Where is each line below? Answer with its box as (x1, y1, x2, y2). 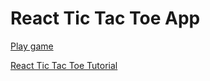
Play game (10, 40, 54, 52)
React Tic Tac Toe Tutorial (10, 59, 118, 71)
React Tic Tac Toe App (10, 7, 201, 30)
